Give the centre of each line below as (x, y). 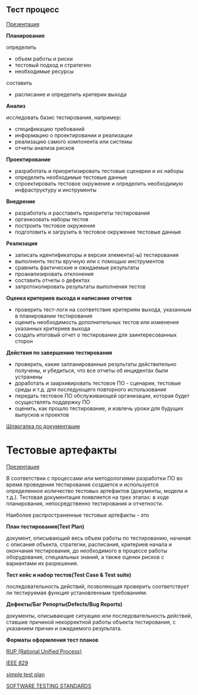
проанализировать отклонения (54, 273)
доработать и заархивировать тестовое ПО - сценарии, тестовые (98, 383)
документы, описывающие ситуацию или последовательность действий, (99, 615)
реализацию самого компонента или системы (73, 141)
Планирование (25, 36)
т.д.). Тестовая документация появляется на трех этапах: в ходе (88, 497)
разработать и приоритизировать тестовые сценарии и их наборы (99, 171)
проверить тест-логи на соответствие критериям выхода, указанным (103, 309)
